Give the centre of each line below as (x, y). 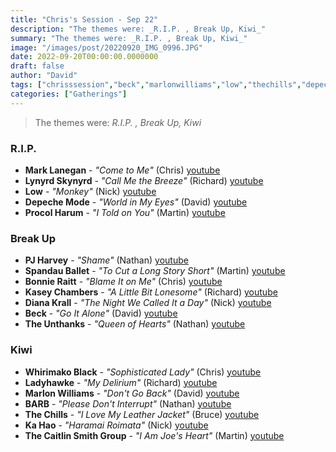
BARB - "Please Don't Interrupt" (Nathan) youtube (128, 403)
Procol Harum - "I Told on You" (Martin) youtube (125, 212)
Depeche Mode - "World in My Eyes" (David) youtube (136, 202)
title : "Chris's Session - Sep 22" (84, 19)
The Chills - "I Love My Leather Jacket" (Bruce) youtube (142, 414)
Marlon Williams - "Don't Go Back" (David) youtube (132, 393)
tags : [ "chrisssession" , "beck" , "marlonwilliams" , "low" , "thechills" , (156, 85)
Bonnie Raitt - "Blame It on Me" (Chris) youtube (123, 282)
